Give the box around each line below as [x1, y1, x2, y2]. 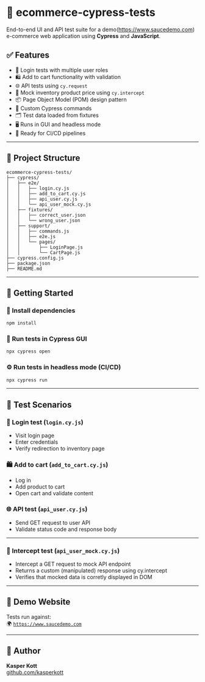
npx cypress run [6, 377, 48, 383]
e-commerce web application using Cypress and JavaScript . [6, 32, 160, 39]
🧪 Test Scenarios [6, 399, 72, 410]
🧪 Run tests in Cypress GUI [6, 335, 87, 343]
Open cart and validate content [15, 490, 93, 497]
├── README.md [6, 266, 43, 272]
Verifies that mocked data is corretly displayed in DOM [15, 574, 153, 581]
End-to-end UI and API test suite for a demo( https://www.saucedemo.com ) [6, 26, 195, 33]
